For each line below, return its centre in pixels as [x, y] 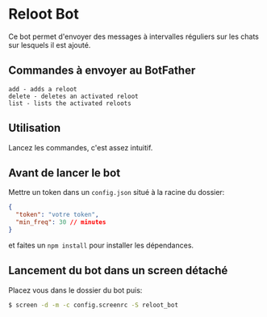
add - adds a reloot [43, 89]
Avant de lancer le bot [65, 173]
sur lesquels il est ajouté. [50, 44]
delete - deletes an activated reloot [73, 96]
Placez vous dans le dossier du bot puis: [75, 290]
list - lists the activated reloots [70, 103]
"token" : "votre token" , [57, 215]
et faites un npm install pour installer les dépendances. [101, 245]
